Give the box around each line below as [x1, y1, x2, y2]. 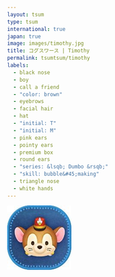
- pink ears [13, 134, 48, 141]
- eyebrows [13, 98, 44, 105]
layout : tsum [7, 11, 44, 18]
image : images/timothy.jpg [7, 40, 84, 47]
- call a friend [13, 83, 60, 91]
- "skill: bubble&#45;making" [13, 170, 99, 178]
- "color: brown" [13, 91, 63, 98]
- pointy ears [13, 142, 53, 148]
